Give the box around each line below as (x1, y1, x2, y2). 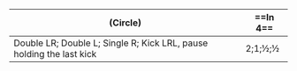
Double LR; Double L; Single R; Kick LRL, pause (13, 37, 209, 49)
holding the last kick (13, 48, 97, 60)
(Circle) (109, 17, 141, 29)
